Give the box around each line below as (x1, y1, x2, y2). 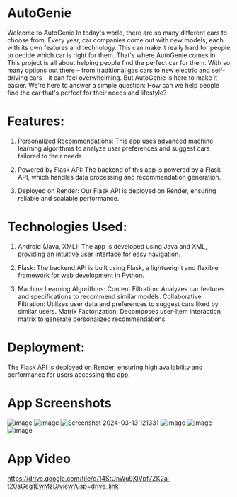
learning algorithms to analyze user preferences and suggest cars (17, 144, 210, 153)
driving (7, 73, 28, 82)
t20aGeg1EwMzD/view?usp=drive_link (7, 481, 119, 490)
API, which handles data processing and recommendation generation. (17, 173, 221, 181)
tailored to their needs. (17, 151, 84, 160)
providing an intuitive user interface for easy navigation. (17, 250, 180, 258)
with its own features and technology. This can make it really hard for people (7, 43, 231, 52)
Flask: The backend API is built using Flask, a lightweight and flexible (17, 263, 219, 271)
